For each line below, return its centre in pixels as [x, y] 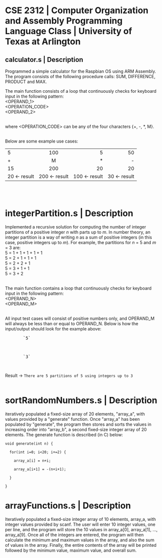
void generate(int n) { [29, 444]
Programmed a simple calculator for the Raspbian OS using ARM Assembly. [81, 71]
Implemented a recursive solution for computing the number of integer [76, 227]
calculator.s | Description [44, 59]
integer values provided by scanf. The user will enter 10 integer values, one [80, 524]
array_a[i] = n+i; [32, 461]
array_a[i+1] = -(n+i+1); [40, 469]
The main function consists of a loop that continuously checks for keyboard [81, 91]
